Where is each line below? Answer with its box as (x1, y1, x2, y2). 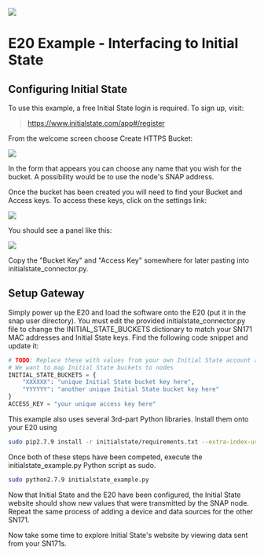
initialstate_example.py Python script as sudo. (8, 460, 156, 469)
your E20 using (8, 422, 57, 432)
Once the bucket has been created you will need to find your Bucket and (8, 187, 243, 197)
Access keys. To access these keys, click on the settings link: (8, 196, 207, 204)
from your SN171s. (8, 539, 67, 548)
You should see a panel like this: (8, 226, 112, 235)
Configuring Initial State (8, 83, 128, 96)
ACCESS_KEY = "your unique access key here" (8, 400, 156, 408)
